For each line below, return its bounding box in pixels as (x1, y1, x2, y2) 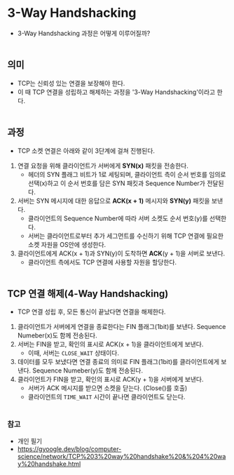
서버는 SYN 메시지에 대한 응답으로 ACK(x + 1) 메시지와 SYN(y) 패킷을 (17, 196, 210, 205)
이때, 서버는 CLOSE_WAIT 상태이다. (27, 349, 119, 357)
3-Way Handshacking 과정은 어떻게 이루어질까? (17, 29, 151, 37)
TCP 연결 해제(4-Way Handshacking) (7, 288, 169, 300)
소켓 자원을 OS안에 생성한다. (27, 240, 106, 248)
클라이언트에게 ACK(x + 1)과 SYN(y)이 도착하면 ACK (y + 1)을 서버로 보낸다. (17, 249, 226, 257)
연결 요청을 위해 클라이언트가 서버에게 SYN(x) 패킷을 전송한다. (17, 161, 189, 170)
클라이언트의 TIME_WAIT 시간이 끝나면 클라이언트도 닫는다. (27, 393, 186, 401)
